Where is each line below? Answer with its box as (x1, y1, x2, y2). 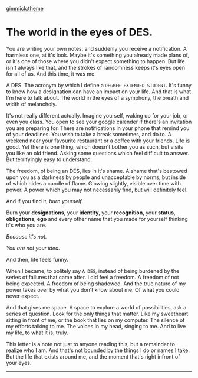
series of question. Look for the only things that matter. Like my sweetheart (6, 310, 189, 317)
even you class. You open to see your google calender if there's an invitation (6, 118, 192, 125)
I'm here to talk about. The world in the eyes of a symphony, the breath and (6, 94, 189, 101)
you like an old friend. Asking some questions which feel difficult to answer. (6, 149, 190, 157)
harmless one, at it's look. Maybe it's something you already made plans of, (6, 51, 190, 58)
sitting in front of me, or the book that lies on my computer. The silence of (6, 316, 185, 324)
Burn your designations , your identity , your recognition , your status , (6, 209, 176, 216)
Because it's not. (6, 233, 47, 240)
